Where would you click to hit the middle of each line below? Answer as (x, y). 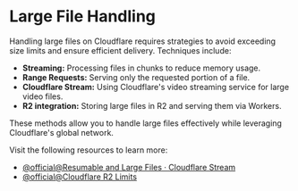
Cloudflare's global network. (62, 132)
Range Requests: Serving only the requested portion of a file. (136, 77)
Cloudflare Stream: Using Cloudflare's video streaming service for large (155, 87)
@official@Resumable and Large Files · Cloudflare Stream (129, 167)
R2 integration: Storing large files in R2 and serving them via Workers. (152, 105)
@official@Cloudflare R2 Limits (79, 177)
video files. (43, 96)
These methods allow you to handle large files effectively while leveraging (145, 123)
